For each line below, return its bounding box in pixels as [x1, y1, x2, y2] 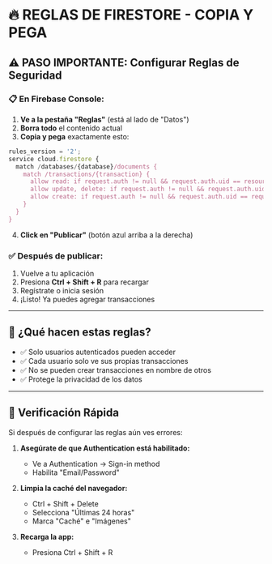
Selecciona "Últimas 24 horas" [32, 507, 135, 517]
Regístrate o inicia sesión [19, 285, 104, 295]
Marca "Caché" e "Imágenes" [32, 516, 131, 526]
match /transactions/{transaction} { [23, 170, 151, 178]
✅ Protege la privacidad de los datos [19, 374, 143, 384]
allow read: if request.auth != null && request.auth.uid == [29, 177, 241, 186]
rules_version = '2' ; [8, 147, 82, 156]
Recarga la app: [19, 532, 74, 541]
